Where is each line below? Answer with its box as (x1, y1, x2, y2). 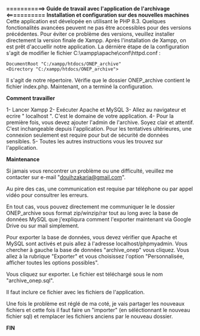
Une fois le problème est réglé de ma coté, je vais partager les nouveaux (6, 300, 185, 307)
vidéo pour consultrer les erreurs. (6, 192, 89, 199)
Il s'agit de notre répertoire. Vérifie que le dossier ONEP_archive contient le (6, 77, 190, 84)
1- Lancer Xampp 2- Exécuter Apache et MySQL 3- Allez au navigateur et (6, 106, 186, 113)
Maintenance (6, 156, 40, 163)
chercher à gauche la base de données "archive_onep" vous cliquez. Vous (6, 246, 189, 253)
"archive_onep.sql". (6, 277, 54, 284)
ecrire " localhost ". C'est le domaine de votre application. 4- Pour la (6, 113, 174, 119)
